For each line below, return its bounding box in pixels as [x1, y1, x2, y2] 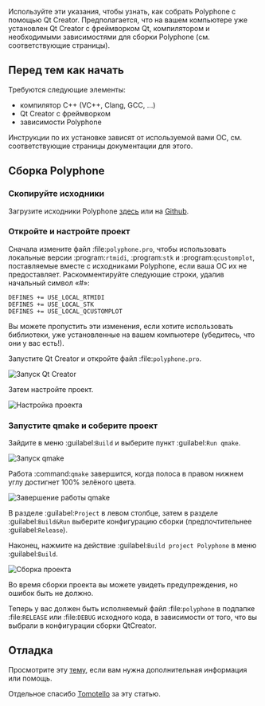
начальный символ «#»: [8, 278, 90, 288]
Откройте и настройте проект [8, 226, 131, 237]
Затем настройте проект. [8, 384, 94, 394]
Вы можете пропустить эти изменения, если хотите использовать [8, 321, 233, 331]
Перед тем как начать [8, 64, 125, 77]
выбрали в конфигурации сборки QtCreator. [8, 621, 157, 630]
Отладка [8, 644, 53, 657]
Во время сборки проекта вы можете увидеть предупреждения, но [8, 580, 239, 590]
